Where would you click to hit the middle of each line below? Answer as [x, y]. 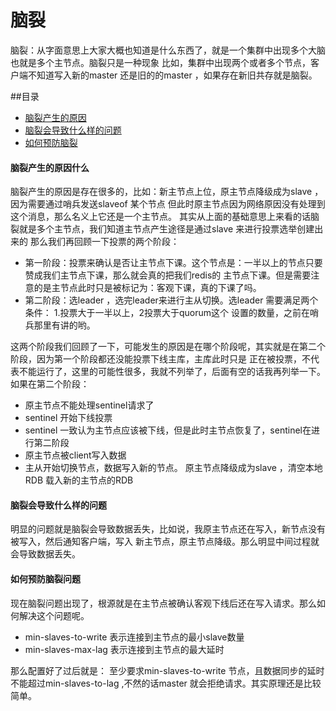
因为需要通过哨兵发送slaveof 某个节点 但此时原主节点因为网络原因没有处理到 [168, 204]
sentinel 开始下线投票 [68, 418]
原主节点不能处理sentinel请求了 [89, 405]
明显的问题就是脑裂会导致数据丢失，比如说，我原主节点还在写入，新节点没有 [168, 529]
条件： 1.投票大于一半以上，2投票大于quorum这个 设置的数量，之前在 [167, 313]
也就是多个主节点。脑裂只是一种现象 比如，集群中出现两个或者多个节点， [160, 62]
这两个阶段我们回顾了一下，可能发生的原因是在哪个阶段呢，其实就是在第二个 [168, 347]
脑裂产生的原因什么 [50, 167]
